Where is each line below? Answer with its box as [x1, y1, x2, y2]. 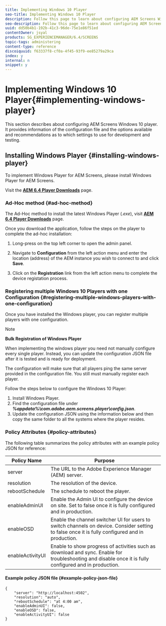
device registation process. [12, 275, 68, 281]
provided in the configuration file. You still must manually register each [5, 371, 149, 377]
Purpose [94, 457, 115, 464]
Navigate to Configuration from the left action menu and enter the [12, 250, 147, 256]
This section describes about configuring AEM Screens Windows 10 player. [5, 121, 158, 127]
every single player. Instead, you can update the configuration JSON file [5, 351, 152, 357]
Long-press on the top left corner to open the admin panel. [12, 241, 132, 247]
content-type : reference [5, 44, 56, 49]
